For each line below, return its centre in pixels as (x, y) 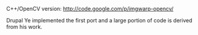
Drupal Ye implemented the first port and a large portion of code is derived (99, 20)
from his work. (24, 27)
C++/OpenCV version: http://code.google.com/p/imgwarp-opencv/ (90, 9)
